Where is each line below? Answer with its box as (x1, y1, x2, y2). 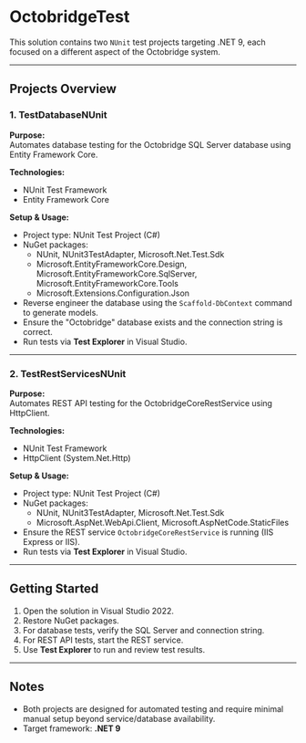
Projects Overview (9, 81, 117, 97)
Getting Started (9, 581, 99, 597)
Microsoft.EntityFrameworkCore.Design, (36, 258, 188, 269)
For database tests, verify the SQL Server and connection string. (22, 624, 265, 635)
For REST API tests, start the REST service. (22, 634, 184, 645)
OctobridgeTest (9, 6, 130, 27)
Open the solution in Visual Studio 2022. (22, 605, 175, 616)
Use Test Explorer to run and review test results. (22, 644, 206, 654)
